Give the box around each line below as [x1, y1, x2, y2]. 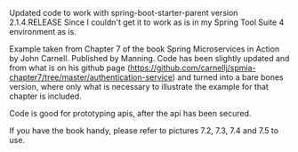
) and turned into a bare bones [172, 72, 285, 83]
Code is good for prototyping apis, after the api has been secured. [9, 108, 252, 118]
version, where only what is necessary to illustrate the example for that [9, 82, 269, 92]
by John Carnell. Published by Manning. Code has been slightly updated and [9, 53, 290, 63]
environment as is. [9, 27, 77, 36]
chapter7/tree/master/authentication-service [9, 72, 173, 83]
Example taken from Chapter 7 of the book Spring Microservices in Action [9, 44, 280, 54]
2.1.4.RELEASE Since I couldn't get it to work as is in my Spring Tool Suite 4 [9, 17, 285, 28]
